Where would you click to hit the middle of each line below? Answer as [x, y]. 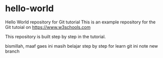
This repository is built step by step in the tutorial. [56, 37]
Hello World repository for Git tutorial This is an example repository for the [81, 22]
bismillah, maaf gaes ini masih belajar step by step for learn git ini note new [81, 46]
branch [12, 51]
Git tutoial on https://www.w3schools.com [48, 27]
